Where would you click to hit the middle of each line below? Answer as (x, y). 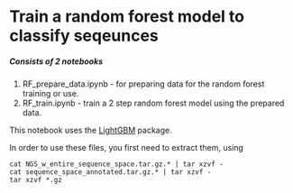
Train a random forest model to (127, 17)
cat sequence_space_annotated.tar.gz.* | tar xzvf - (110, 172)
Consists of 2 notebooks (56, 61)
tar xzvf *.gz (36, 180)
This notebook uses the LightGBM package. (91, 130)
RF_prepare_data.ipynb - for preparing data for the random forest (143, 84)
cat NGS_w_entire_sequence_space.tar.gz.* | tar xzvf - (116, 164)
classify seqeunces (84, 36)
